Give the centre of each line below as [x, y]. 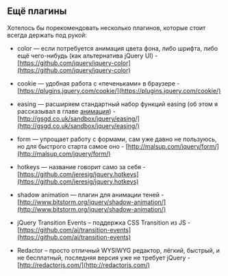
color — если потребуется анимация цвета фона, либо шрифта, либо [117, 48]
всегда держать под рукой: [47, 35]
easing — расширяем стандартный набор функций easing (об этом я [117, 104]
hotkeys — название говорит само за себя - [81, 166]
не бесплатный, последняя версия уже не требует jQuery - [103, 258]
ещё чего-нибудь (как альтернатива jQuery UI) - [87, 55]
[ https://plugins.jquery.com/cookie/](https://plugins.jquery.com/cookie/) [119, 90]
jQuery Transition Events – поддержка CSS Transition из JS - [104, 223]
